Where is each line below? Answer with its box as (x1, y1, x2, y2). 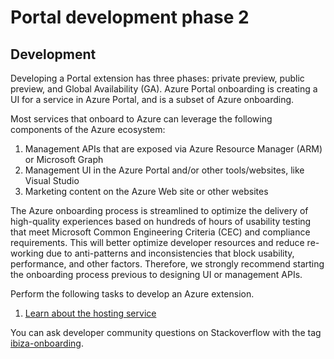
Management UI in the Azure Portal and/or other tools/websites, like (24, 164, 305, 176)
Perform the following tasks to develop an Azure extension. (10, 288, 255, 300)
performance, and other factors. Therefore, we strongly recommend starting (10, 258, 325, 270)
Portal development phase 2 (10, 6, 250, 29)
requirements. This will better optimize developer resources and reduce (10, 237, 305, 248)
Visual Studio (24, 175, 80, 186)
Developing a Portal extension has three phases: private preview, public (10, 72, 305, 84)
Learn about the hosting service (24, 307, 157, 319)
